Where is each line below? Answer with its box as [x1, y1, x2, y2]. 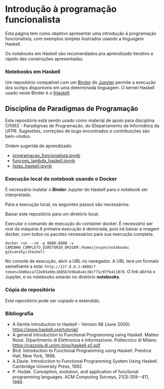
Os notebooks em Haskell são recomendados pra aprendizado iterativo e [5, 51, 154, 56]
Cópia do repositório [5, 286, 55, 293]
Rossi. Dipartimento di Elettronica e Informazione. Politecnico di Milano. [12, 337, 158, 343]
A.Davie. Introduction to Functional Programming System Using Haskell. [12, 358, 158, 364]
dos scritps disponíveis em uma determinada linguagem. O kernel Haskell [5, 85, 155, 91]
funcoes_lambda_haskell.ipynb [12, 158, 75, 164]
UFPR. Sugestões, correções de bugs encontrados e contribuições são [5, 128, 150, 134]
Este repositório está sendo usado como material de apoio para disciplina [5, 117, 155, 123]
